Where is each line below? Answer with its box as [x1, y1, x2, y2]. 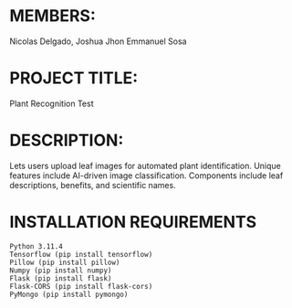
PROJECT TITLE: [9, 68, 139, 89]
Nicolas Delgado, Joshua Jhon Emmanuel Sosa [9, 36, 187, 47]
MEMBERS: [9, 5, 96, 27]
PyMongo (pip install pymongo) [9, 290, 129, 299]
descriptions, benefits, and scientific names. [9, 179, 176, 190]
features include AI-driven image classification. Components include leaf [9, 170, 284, 181]
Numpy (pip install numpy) [9, 266, 112, 275]
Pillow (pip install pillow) [9, 258, 120, 267]
